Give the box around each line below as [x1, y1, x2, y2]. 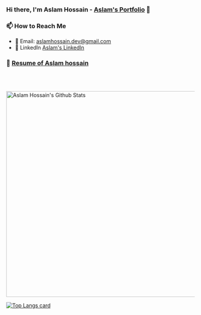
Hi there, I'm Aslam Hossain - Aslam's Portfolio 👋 [6, 5, 151, 14]
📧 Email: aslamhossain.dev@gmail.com [14, 38, 112, 45]
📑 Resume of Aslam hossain [6, 59, 89, 68]
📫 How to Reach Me [6, 22, 66, 30]
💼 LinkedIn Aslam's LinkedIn [14, 44, 85, 52]
